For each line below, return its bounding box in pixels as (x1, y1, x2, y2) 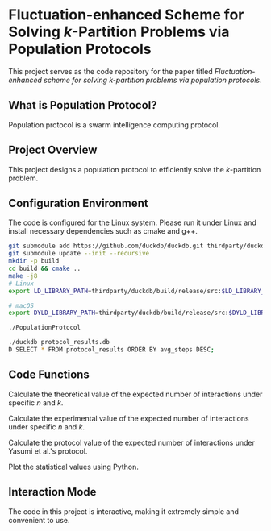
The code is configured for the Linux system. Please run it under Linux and (8, 218, 256, 227)
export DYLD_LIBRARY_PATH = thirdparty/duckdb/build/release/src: (8, 309, 229, 317)
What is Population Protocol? (8, 98, 157, 112)
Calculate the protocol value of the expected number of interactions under (8, 438, 256, 447)
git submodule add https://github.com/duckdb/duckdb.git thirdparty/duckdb (8, 242, 269, 251)
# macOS (8, 301, 35, 309)
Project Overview (8, 143, 98, 157)
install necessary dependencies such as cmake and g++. (8, 226, 198, 236)
